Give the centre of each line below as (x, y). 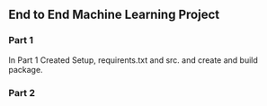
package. (26, 69)
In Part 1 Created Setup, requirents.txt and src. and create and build (133, 60)
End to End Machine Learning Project (114, 15)
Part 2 (22, 93)
